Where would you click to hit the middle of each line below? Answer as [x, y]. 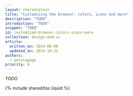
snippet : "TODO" [22, 28]
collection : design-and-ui [33, 37]
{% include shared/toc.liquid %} [38, 88]
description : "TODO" [26, 19]
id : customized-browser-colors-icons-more [49, 32]
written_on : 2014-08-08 [34, 46]
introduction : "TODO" [27, 23]
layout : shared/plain [27, 10]
